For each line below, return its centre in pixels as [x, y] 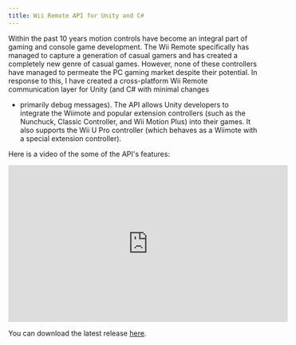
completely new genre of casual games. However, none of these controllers [133, 64]
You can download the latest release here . [77, 333]
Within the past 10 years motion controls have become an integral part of [128, 38]
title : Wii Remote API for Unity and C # [77, 16]
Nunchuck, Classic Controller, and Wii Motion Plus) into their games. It [135, 121]
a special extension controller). [71, 138]
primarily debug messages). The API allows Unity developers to [124, 104]
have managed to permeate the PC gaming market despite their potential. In [133, 72]
